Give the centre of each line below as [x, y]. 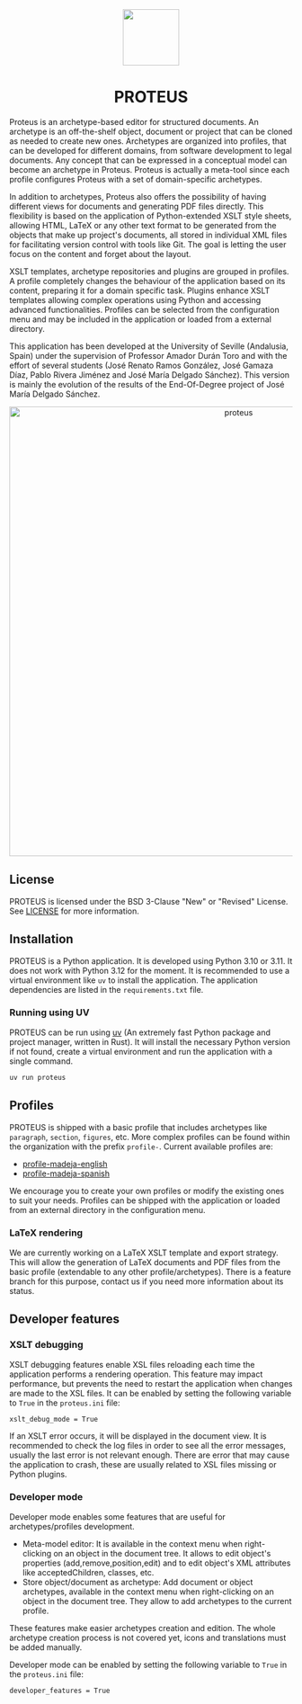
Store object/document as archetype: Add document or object [138, 1582]
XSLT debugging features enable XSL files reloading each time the [132, 1364]
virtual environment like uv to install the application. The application [133, 980]
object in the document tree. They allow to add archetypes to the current [157, 1601]
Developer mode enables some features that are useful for [118, 1517]
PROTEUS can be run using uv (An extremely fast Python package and [140, 1032]
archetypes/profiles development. [72, 1526]
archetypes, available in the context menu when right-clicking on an [148, 1592]
